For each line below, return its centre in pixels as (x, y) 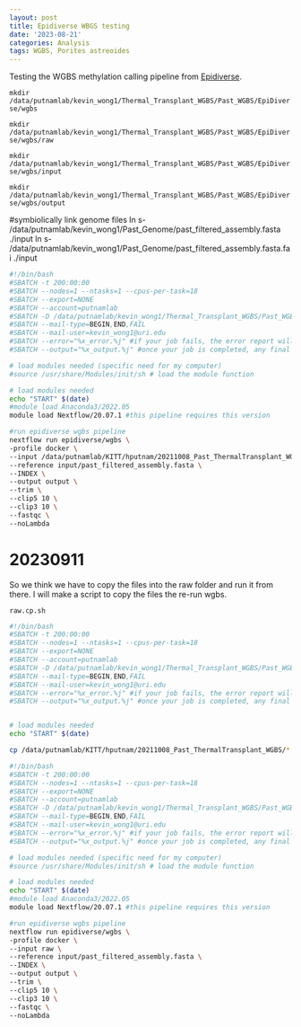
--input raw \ (36, 949)
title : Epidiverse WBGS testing (69, 26)
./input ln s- (30, 239)
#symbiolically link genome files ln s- (77, 220)
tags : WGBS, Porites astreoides (69, 51)
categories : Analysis (50, 43)
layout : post (34, 18)
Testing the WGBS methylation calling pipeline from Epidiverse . (125, 76)
